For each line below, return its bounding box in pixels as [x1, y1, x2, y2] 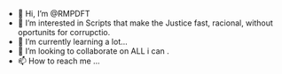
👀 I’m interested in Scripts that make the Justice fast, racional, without [17, 18, 273, 28]
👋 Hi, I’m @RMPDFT [17, 9, 90, 18]
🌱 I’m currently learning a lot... [17, 36, 129, 47]
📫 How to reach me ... [17, 55, 100, 66]
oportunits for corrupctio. [17, 27, 111, 37]
